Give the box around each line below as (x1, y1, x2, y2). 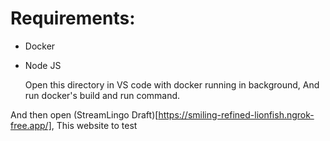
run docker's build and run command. (24, 89, 181, 101)
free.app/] (10, 119, 52, 131)
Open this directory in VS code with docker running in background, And (24, 78, 320, 91)
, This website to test (51, 119, 138, 131)
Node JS (24, 59, 62, 71)
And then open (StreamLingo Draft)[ (10, 108, 159, 121)
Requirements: (10, 7, 136, 30)
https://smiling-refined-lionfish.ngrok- (158, 108, 315, 121)
